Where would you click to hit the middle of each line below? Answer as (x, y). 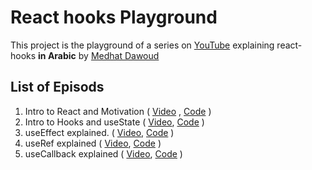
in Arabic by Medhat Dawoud (99, 55)
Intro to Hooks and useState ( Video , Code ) (114, 122)
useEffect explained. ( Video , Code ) (99, 132)
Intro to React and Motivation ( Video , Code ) (118, 111)
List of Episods (57, 87)
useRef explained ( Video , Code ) (93, 143)
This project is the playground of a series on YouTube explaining (142, 45)
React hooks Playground (114, 17)
